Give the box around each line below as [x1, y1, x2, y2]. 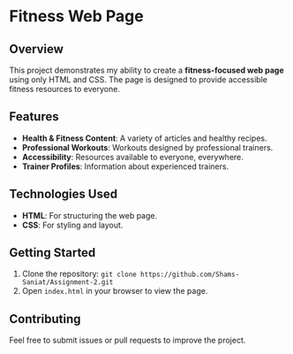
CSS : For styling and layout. [21, 219, 124, 230]
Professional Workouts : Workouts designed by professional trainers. [21, 142, 274, 152]
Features [9, 109, 59, 125]
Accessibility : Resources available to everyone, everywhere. [21, 151, 244, 162]
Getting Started [9, 245, 96, 260]
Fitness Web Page [9, 6, 144, 27]
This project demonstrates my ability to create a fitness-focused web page [9, 65, 284, 75]
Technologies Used [9, 187, 117, 202]
